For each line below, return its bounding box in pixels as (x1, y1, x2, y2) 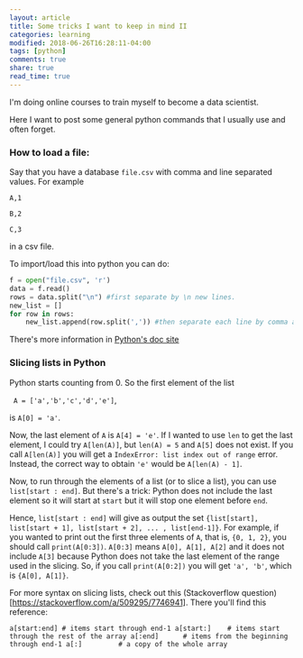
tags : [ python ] (9, 47, 67, 56)
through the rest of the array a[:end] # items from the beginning (9, 632, 289, 641)
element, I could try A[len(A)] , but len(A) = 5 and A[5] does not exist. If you (9, 439, 294, 450)
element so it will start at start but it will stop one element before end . (9, 495, 269, 506)
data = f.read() (9, 284, 70, 293)
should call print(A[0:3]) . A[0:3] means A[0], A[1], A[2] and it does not (9, 541, 285, 552)
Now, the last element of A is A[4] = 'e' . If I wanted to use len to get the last (9, 429, 293, 440)
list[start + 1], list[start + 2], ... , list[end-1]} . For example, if (9, 522, 280, 533)
